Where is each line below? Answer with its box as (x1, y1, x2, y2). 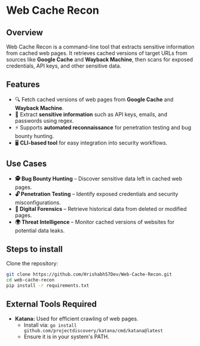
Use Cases (6, 159, 47, 169)
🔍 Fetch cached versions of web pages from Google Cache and (14, 96, 174, 103)
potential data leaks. (14, 226, 65, 234)
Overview (6, 27, 44, 38)
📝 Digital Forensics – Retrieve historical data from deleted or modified (14, 205, 187, 212)
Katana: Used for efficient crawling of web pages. (14, 315, 139, 322)
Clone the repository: (6, 260, 59, 267)
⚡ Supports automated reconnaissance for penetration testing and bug (14, 124, 192, 131)
